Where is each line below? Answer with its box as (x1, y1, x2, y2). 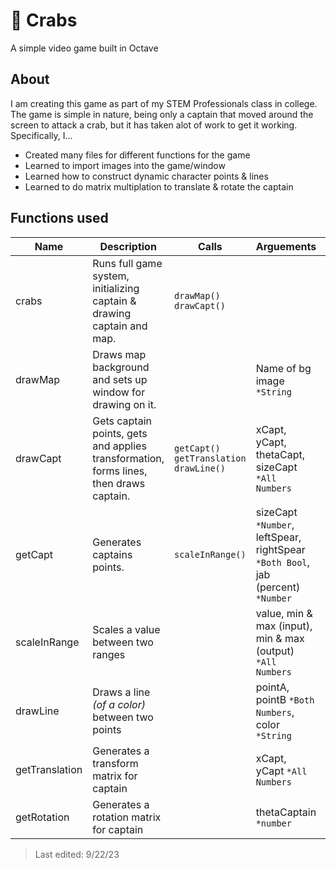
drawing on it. (92, 397, 157, 411)
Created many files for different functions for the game (24, 149, 251, 161)
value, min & (255, 606, 313, 620)
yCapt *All (255, 764, 308, 778)
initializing (92, 281, 140, 295)
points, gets (92, 426, 148, 440)
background (92, 360, 150, 374)
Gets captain (92, 414, 152, 428)
